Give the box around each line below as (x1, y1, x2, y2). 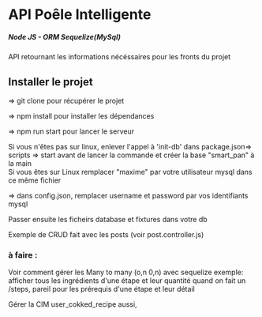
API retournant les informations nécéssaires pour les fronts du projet (8, 52, 231, 62)
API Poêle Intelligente (8, 6, 152, 24)
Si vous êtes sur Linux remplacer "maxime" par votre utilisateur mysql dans (8, 167, 253, 176)
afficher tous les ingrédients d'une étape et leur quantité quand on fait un (8, 276, 246, 285)
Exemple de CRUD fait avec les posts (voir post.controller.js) (8, 229, 204, 239)
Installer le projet (8, 75, 93, 89)
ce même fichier (8, 175, 62, 185)
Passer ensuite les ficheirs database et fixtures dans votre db (8, 214, 208, 224)
